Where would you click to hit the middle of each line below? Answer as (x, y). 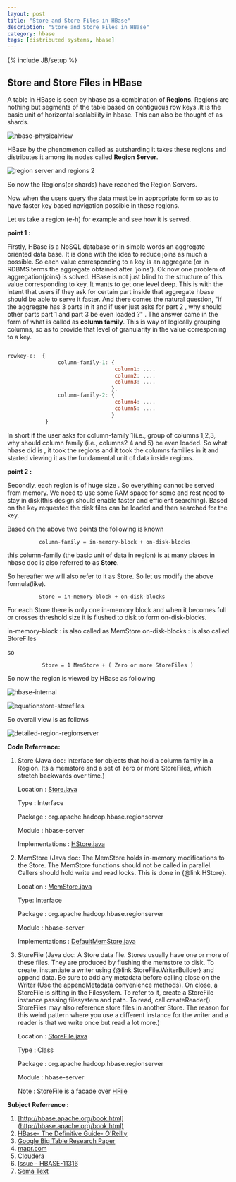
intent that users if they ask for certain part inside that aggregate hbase (111, 291)
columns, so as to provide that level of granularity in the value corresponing (117, 329)
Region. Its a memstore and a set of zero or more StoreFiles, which (114, 768)
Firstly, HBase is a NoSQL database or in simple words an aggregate (106, 246)
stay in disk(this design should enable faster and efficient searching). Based (117, 500)
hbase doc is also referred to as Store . (63, 562)
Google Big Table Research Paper (66, 1141)
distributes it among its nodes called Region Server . (83, 157)
